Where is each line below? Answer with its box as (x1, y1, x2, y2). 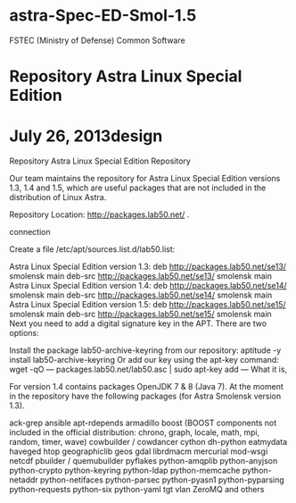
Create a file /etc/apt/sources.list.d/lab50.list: (9, 244, 176, 255)
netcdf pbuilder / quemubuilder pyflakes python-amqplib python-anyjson (9, 456, 278, 466)
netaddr (9, 474, 38, 485)
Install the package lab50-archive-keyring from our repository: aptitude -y (9, 345, 282, 356)
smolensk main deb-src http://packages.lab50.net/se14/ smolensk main (9, 289, 273, 300)
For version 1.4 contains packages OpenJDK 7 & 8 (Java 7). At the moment (9, 381, 284, 392)
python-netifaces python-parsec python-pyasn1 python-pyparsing (39, 474, 285, 485)
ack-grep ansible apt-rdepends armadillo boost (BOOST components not (9, 417, 277, 429)
